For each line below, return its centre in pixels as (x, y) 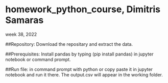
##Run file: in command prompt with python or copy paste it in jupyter (79, 69)
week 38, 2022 (21, 34)
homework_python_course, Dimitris (83, 9)
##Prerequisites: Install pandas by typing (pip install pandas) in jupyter (79, 54)
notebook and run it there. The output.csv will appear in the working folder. (84, 74)
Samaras (25, 20)
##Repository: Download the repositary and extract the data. (69, 44)
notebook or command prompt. (38, 59)
